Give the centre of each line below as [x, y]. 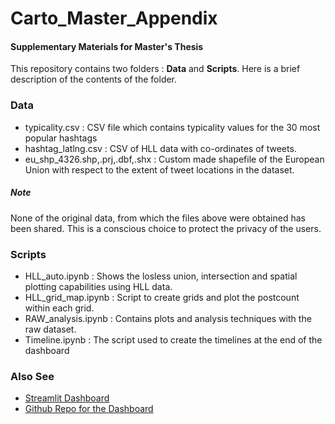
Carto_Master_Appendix [114, 18]
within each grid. [59, 308]
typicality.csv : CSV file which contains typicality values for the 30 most [172, 127]
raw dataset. [50, 329]
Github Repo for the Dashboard [89, 409]
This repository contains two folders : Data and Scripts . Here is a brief [155, 69]
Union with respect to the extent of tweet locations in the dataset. [159, 169]
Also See [32, 376]
